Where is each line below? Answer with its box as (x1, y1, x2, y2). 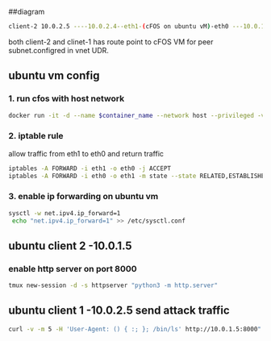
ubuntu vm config (8, 69, 100, 83)
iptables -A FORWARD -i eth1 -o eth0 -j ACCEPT (8, 164, 172, 173)
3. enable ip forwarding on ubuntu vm (8, 191, 159, 202)
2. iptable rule (8, 131, 64, 142)
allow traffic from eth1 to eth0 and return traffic (8, 148, 164, 158)
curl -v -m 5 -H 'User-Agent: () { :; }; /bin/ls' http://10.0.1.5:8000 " (8, 325, 262, 333)
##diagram (8, 7, 45, 16)
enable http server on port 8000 (8, 263, 137, 274)
